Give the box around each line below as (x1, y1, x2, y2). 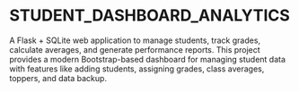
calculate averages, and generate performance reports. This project (9, 44, 260, 54)
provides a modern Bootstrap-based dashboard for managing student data (9, 54, 286, 64)
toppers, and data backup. (9, 72, 108, 83)
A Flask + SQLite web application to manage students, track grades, (9, 35, 261, 46)
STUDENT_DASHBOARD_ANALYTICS (9, 5, 290, 26)
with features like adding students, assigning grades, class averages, (9, 63, 265, 74)
